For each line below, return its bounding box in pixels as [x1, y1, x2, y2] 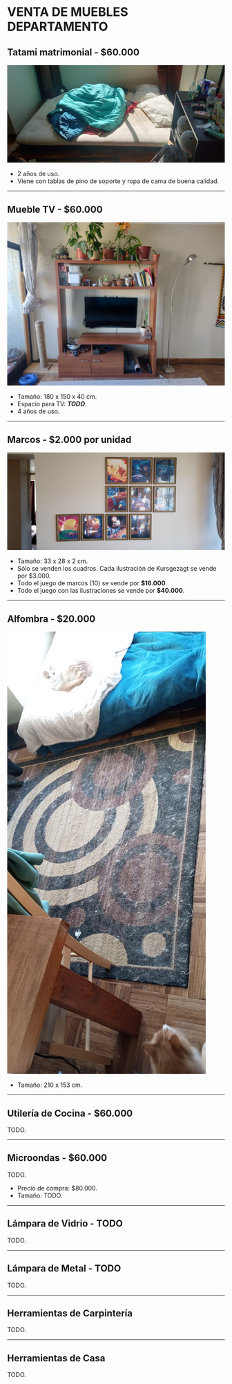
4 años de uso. [17, 407, 60, 415]
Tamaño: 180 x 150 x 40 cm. [17, 392, 97, 401]
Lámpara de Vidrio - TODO [7, 1217, 123, 1230]
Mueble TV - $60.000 [7, 203, 103, 215]
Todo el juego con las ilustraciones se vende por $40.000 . [17, 587, 185, 595]
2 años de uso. [17, 170, 60, 178]
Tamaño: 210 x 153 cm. [17, 1081, 83, 1089]
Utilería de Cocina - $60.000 [7, 1107, 133, 1119]
